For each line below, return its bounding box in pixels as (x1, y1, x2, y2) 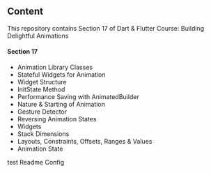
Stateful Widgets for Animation (17, 70, 106, 79)
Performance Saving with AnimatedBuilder (17, 93, 139, 101)
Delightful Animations (7, 31, 69, 40)
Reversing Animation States (17, 115, 97, 123)
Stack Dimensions (17, 130, 70, 138)
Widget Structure (17, 78, 67, 86)
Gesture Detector (17, 107, 68, 116)
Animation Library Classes (17, 63, 93, 72)
